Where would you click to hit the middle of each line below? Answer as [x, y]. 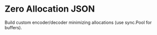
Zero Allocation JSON [50, 9]
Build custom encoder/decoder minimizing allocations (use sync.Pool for [78, 22]
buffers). [14, 27]
